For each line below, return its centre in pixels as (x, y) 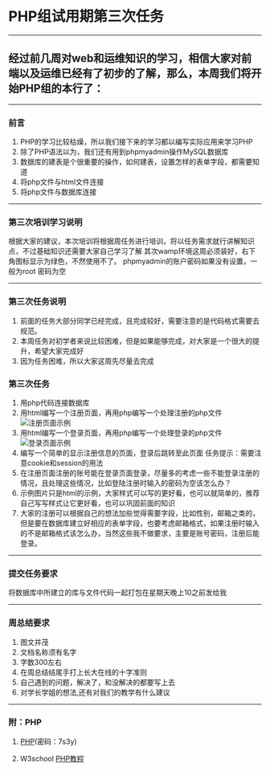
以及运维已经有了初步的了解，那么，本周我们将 (135, 73)
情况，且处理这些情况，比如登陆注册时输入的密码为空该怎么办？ (125, 483)
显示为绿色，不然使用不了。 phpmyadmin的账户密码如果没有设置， (140, 261)
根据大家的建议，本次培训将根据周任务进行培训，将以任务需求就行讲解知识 (131, 241)
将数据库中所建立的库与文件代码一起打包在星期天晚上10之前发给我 (118, 593)
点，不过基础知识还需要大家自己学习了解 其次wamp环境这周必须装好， (125, 251)
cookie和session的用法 (65, 463)
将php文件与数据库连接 (58, 192)
